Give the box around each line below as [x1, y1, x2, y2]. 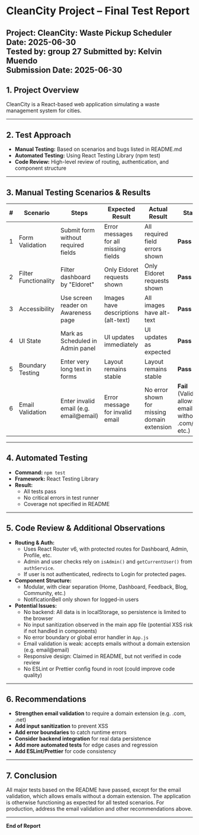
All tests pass [23, 488, 57, 495]
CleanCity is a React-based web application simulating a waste [6, 101, 160, 108]
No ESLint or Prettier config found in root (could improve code [23, 665, 175, 672]
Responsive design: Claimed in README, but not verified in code [23, 652, 182, 660]
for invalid [104, 408, 132, 416]
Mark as [60, 330, 83, 338]
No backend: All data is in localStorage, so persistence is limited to [23, 608, 187, 615]
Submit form [60, 226, 95, 235]
